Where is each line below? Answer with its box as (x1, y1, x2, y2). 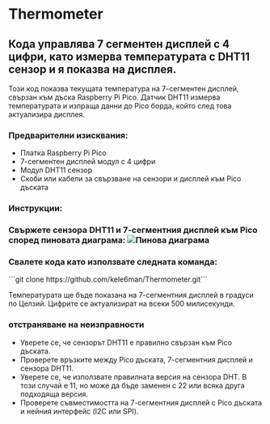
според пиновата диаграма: (8, 235, 126, 246)
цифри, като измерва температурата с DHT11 (8, 49, 251, 63)
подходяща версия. (19, 389, 89, 399)
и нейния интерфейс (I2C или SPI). (19, 406, 139, 416)
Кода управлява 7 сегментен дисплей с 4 (8, 37, 230, 51)
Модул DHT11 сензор (19, 165, 93, 175)
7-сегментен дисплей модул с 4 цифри (19, 157, 156, 167)
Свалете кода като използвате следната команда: (8, 257, 218, 268)
